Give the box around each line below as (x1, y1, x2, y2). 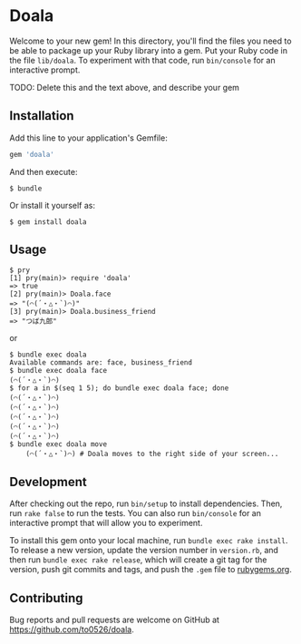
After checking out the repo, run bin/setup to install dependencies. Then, (9, 498, 283, 509)
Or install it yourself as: (9, 200, 95, 210)
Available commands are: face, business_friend (9, 358, 193, 367)
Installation (9, 108, 74, 123)
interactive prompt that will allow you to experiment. (9, 518, 203, 529)
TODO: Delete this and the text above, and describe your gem (9, 82, 240, 93)
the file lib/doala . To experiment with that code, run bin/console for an (9, 54, 276, 65)
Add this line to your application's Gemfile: (9, 132, 168, 143)
